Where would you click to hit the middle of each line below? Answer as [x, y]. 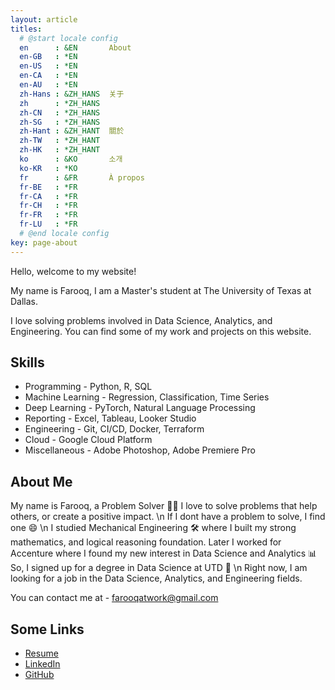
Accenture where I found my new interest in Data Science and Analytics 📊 [164, 553]
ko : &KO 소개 [71, 159]
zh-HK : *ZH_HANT [60, 150]
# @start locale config [68, 38]
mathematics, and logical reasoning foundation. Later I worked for [146, 542]
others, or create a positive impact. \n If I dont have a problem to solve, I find [168, 517]
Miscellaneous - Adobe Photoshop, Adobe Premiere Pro [140, 450]
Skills [27, 362]
